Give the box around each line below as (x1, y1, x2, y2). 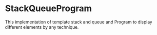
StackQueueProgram (5, 3, 92, 14)
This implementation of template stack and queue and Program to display (5, 19, 153, 25)
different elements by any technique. (5, 24, 79, 30)
